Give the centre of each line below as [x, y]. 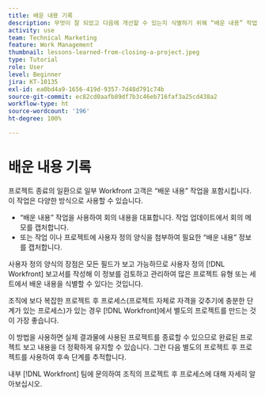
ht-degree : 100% [35, 119]
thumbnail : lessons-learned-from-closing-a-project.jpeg [104, 52]
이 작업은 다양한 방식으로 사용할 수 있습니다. [76, 200]
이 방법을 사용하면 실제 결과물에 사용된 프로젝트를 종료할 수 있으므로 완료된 [123, 337]
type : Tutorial [33, 60]
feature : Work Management [51, 45]
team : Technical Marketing [53, 38]
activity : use [32, 30]
